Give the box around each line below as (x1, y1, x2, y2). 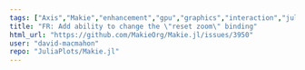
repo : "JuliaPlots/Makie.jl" (9, 47, 120, 56)
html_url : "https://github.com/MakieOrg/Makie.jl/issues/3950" (9, 30, 254, 39)
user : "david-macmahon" (9, 38, 100, 48)
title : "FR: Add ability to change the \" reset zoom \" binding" (9, 22, 258, 31)
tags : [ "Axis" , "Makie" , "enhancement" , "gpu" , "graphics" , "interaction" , (9, 13, 282, 23)
